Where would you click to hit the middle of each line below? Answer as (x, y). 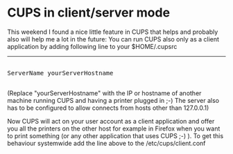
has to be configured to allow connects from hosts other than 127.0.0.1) (108, 108)
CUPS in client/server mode (89, 13)
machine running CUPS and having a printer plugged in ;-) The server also (113, 100)
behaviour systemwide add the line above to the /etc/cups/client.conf (106, 143)
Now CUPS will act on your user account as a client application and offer (111, 121)
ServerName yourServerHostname (60, 73)
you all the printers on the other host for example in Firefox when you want (114, 128)
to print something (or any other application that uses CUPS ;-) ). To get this (115, 135)
